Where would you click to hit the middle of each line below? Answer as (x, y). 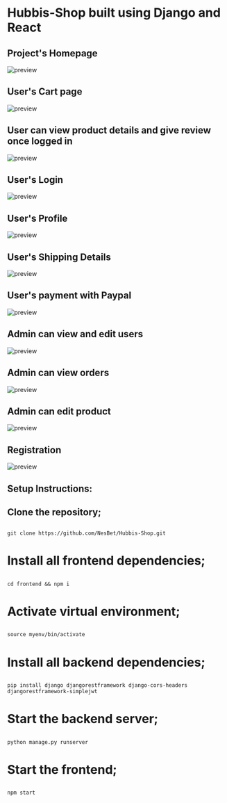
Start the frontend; (62, 769)
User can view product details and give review (109, 130)
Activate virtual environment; (94, 611)
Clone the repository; (54, 512)
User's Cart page (45, 92)
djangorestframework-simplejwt (52, 692)
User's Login (35, 180)
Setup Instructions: (50, 488)
